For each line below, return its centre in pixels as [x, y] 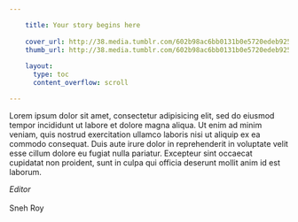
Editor [20, 189]
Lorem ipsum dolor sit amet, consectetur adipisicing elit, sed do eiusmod [142, 115]
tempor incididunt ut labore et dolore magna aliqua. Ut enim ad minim [136, 125]
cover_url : [45, 42]
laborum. [26, 172]
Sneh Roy [27, 208]
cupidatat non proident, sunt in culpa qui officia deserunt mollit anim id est [145, 162]
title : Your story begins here [83, 25]
